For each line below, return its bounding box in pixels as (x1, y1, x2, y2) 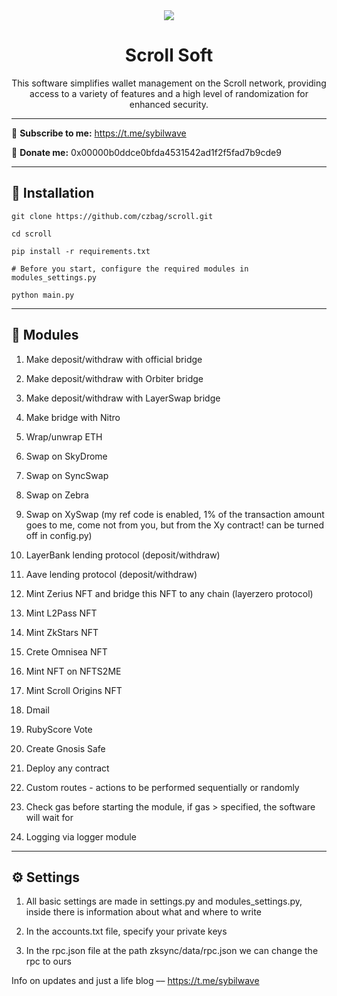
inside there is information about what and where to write (25, 906, 262, 918)
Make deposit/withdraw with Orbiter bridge (25, 372, 204, 384)
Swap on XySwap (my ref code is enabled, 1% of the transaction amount (25, 508, 325, 520)
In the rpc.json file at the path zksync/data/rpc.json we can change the (25, 945, 319, 957)
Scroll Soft (124, 44, 214, 67)
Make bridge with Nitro (25, 411, 121, 423)
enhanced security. (129, 98, 209, 110)
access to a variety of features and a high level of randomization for (29, 87, 309, 99)
